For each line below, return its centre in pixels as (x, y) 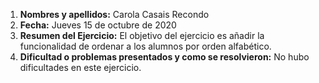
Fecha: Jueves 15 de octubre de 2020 (98, 25)
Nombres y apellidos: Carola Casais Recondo (114, 14)
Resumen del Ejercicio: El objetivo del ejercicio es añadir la (142, 35)
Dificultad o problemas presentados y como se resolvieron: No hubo (164, 57)
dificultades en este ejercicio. (80, 67)
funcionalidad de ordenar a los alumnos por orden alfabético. (145, 46)
